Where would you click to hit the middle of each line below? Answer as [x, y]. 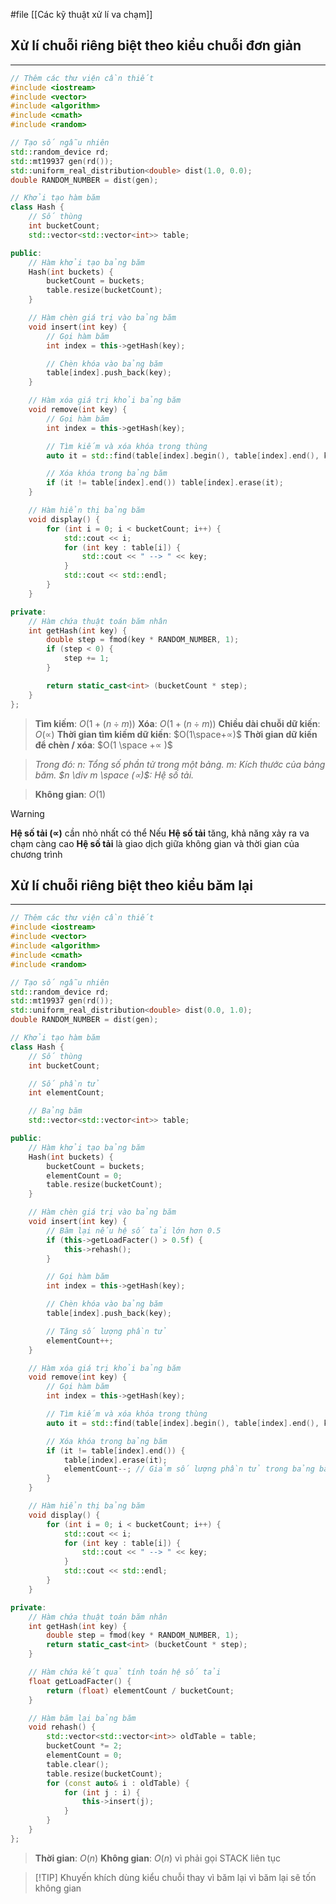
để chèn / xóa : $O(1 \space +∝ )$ [103, 745]
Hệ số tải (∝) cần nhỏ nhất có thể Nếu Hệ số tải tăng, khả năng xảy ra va [160, 833]
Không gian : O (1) [70, 794]
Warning [27, 813]
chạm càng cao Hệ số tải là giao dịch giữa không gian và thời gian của [155, 843]
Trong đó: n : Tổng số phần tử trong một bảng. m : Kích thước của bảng [180, 764]
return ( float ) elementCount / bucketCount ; [140, 1690]
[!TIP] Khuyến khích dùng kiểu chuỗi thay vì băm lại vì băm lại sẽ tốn [175, 1877]
